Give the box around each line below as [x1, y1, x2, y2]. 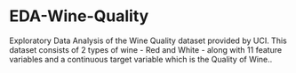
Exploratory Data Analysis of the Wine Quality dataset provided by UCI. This [9, 35, 287, 46]
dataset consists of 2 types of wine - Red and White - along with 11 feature [9, 44, 283, 55]
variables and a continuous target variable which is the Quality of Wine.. [9, 54, 273, 64]
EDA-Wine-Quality [9, 6, 149, 26]
